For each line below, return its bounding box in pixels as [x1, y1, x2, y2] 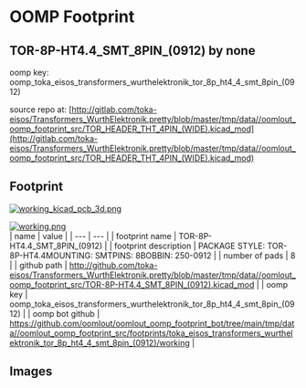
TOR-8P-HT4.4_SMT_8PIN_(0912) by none [9, 43, 256, 58]
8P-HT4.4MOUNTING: [9, 249, 93, 261]
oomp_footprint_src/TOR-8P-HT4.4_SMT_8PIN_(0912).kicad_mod [9, 278, 255, 289]
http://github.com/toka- [69, 259, 158, 270]
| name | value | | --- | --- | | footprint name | [9, 230, 177, 241]
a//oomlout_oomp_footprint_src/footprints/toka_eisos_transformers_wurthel [9, 327, 293, 339]
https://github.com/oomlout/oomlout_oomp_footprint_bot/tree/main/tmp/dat [9, 318, 295, 329]
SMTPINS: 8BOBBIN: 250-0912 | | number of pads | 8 [94, 249, 296, 261]
